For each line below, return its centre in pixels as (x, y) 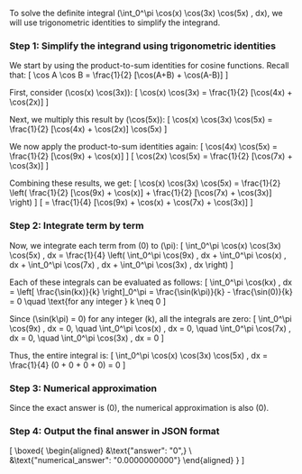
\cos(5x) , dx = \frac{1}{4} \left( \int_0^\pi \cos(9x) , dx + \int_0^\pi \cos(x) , (148, 255)
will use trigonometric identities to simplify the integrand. (115, 23)
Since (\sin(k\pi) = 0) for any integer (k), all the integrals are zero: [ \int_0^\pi (151, 318)
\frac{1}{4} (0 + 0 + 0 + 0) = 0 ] (68, 365)
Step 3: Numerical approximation (83, 388)
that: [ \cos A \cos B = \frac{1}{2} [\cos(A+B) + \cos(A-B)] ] (119, 75)
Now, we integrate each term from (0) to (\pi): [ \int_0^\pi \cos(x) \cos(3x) (145, 245)
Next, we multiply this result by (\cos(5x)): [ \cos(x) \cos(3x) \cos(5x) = (141, 120)
